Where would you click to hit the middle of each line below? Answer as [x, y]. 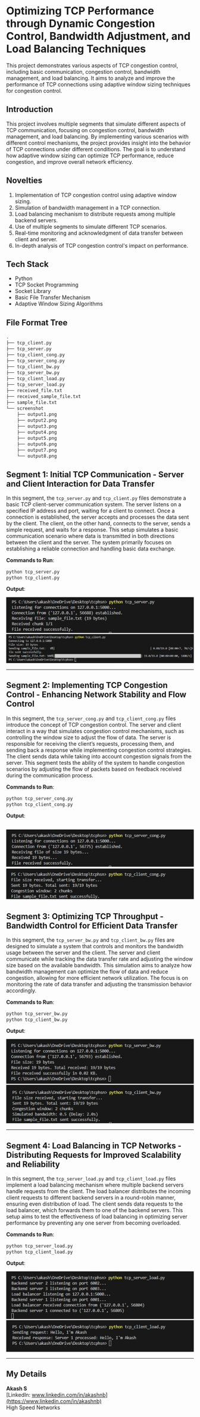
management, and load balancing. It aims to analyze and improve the [91, 78]
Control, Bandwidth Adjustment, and [99, 36]
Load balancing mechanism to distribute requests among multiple [95, 214]
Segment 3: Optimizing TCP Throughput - [85, 916]
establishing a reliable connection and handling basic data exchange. [91, 549]
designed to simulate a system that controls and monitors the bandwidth [95, 946]
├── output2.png [37, 421]
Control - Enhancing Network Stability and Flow [96, 695]
